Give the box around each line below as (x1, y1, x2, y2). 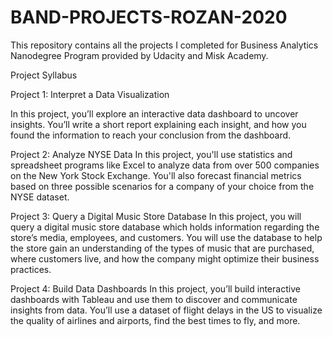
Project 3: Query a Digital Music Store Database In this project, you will (10, 210, 302, 222)
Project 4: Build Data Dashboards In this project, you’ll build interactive (10, 282, 301, 295)
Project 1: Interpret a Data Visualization (10, 88, 170, 100)
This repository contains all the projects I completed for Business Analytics (10, 39, 319, 51)
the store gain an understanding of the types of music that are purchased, (10, 242, 315, 254)
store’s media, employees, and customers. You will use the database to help (10, 231, 323, 243)
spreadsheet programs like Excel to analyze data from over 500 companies (10, 159, 320, 171)
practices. (10, 263, 52, 275)
